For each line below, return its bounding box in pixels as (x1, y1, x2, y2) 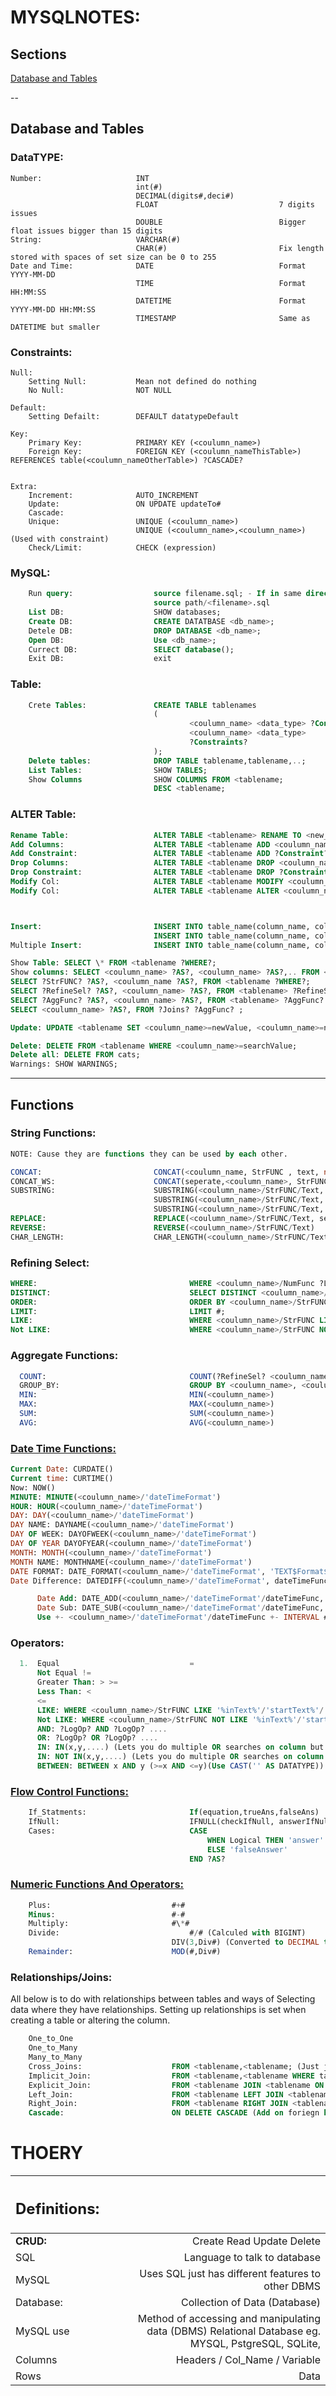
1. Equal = (19, 1659, 195, 1669)
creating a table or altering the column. (10, 2014, 171, 2026)
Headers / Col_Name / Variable (175, 2352, 321, 2366)
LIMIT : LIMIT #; (10, 1306, 226, 1316)
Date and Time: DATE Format (10, 261, 307, 271)
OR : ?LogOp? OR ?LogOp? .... (36, 1733, 159, 1743)
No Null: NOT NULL (28, 385, 172, 395)
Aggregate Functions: (10, 1349, 119, 1363)
